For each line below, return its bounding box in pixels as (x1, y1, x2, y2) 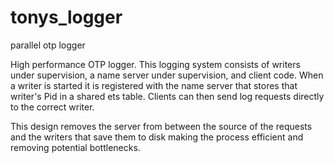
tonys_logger (10, 6, 123, 29)
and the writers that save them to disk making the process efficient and (10, 131, 304, 143)
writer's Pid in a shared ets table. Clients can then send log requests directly (10, 90, 325, 102)
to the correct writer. (10, 101, 95, 113)
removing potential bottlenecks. (10, 141, 141, 153)
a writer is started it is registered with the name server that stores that (10, 79, 298, 91)
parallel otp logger (10, 39, 86, 51)
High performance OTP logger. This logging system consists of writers (10, 58, 301, 70)
